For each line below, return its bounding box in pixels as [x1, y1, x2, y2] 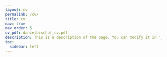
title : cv [5, 16, 26, 21]
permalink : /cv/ [5, 12, 39, 17]
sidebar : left [9, 44, 39, 49]
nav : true [5, 21, 26, 26]
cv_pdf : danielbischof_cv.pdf [5, 30, 68, 35]
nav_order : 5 [5, 26, 32, 31]
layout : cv [5, 7, 28, 12]
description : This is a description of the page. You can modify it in [5, 35, 157, 40]
